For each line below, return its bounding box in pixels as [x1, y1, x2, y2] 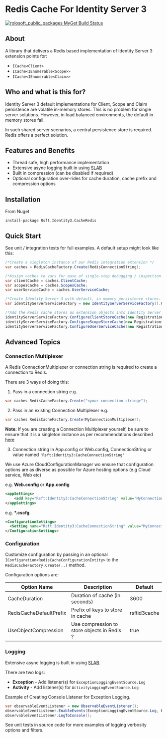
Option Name [20, 584, 53, 591]
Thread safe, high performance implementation [12, 160, 109, 166]
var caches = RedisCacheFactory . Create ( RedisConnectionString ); [5, 264, 141, 269]
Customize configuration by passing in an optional [5, 551, 108, 557]
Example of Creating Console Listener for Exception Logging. [5, 694, 131, 700]
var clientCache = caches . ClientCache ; [5, 278, 88, 283]
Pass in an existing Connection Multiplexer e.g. [12, 408, 108, 414]
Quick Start [5, 232, 41, 240]
